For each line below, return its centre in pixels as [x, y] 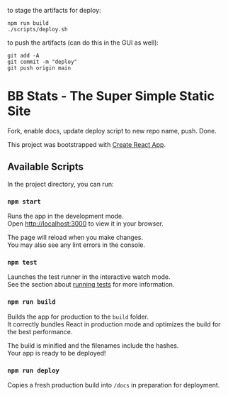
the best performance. [40, 331]
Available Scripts [45, 167]
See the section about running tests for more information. [91, 285]
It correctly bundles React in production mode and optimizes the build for [114, 324]
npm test [22, 262]
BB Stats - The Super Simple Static [111, 96]
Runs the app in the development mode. [65, 216]
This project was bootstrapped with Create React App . [87, 144]
